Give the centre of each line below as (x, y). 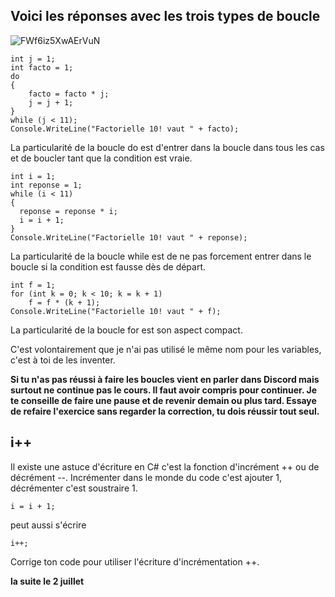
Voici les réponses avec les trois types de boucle (165, 16)
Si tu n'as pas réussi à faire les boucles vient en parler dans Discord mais (165, 379)
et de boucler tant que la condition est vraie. (101, 158)
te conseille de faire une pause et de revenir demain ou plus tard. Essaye (163, 400)
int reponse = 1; (46, 185)
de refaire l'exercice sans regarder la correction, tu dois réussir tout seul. (165, 411)
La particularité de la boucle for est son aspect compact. (126, 330)
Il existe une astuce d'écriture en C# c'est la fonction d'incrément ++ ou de (165, 466)
